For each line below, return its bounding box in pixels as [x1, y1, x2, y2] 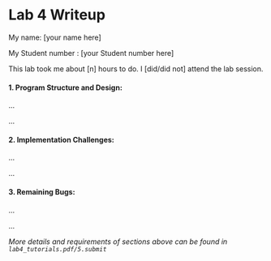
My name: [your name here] [8, 32, 101, 42]
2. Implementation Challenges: [8, 135, 115, 144]
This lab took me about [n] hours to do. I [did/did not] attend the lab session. [8, 63, 264, 74]
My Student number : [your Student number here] [8, 48, 174, 58]
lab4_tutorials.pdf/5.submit [8, 245, 107, 253]
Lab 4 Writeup [8, 6, 105, 24]
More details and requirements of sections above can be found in [8, 237, 228, 246]
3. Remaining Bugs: [8, 186, 75, 196]
